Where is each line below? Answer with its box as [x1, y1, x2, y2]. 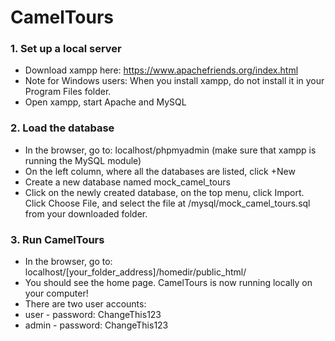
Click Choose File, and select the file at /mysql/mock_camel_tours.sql [24, 197, 311, 209]
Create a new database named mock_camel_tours [24, 176, 231, 188]
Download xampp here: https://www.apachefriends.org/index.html [24, 64, 299, 76]
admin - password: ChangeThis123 [24, 319, 169, 331]
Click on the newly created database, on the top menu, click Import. [24, 186, 305, 198]
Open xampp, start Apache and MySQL [24, 96, 187, 108]
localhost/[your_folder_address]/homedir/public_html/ [24, 266, 247, 278]
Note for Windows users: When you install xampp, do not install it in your [24, 75, 325, 87]
